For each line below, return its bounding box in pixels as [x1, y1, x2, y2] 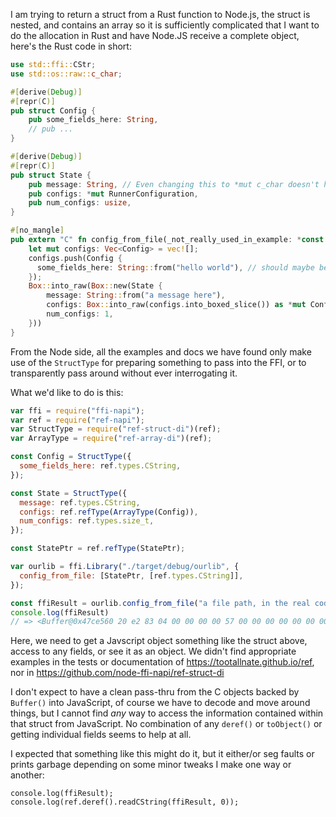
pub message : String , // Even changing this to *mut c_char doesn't [28, 179, 320, 189]
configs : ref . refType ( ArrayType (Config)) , [19, 507, 199, 517]
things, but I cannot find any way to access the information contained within [10, 707, 324, 719]
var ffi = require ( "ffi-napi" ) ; [10, 405, 145, 416]
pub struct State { [10, 170, 92, 180]
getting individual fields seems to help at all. [10, 729, 192, 741]
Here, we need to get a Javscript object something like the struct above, [10, 635, 308, 647]
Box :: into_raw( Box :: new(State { [28, 281, 163, 291]
